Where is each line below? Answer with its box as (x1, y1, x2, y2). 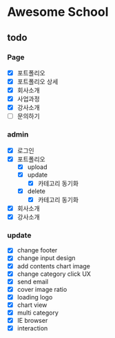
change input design (17, 254, 76, 262)
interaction (17, 324, 48, 332)
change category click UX (17, 270, 92, 278)
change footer (17, 246, 58, 255)
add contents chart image (17, 261, 91, 270)
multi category (17, 308, 59, 317)
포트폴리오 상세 (17, 77, 59, 86)
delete (27, 187, 46, 195)
